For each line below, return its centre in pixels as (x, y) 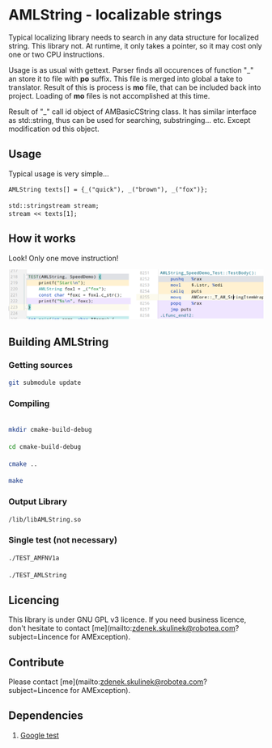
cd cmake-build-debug (45, 446)
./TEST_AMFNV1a (34, 558)
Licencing (34, 600)
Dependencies (46, 716)
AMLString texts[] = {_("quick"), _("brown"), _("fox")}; (108, 189)
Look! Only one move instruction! (64, 258)
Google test (39, 735)
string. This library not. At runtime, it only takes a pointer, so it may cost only (135, 45)
